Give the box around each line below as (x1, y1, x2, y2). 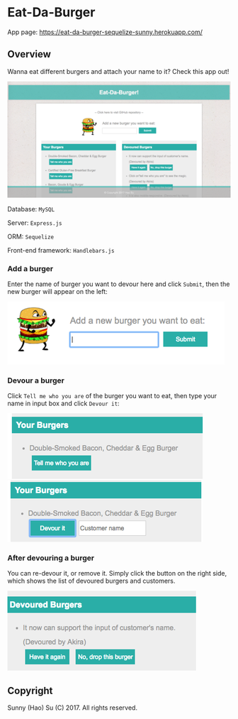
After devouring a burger (7, 553, 94, 563)
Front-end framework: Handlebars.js (7, 246, 115, 254)
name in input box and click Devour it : (7, 399, 120, 408)
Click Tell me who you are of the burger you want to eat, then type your (7, 392, 217, 400)
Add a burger (7, 263, 54, 273)
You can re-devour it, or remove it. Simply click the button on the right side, (7, 569, 227, 578)
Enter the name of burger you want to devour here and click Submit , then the (7, 280, 230, 288)
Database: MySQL (7, 204, 55, 213)
